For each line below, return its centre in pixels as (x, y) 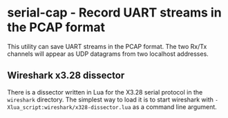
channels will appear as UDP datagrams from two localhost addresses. (108, 54)
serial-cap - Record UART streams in (115, 13)
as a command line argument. (175, 107)
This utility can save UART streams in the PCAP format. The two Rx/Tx (107, 46)
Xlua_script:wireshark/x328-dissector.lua (69, 107)
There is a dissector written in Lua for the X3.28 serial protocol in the (105, 92)
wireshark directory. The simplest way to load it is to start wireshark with (111, 99)
